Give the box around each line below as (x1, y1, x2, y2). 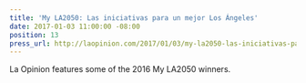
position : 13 (9, 30, 59, 39)
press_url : (9, 38, 51, 48)
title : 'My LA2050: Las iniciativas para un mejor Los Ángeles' (9, 13, 259, 23)
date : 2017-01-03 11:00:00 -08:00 (9, 22, 141, 31)
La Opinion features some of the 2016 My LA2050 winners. (9, 64, 231, 75)
